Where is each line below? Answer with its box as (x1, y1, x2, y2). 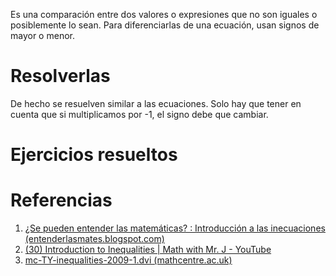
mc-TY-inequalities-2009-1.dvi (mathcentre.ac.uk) (24, 254, 233, 266)
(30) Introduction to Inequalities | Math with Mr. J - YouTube (24, 244, 272, 256)
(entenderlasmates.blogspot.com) (24, 233, 165, 245)
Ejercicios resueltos (10, 144, 178, 166)
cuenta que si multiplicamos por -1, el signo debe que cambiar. (10, 108, 269, 120)
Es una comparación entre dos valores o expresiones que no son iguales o (10, 9, 318, 20)
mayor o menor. (10, 30, 75, 41)
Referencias (10, 189, 113, 212)
